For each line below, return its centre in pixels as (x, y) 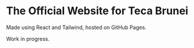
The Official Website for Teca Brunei (97, 11)
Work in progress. (28, 39)
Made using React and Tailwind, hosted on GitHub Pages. (76, 27)
